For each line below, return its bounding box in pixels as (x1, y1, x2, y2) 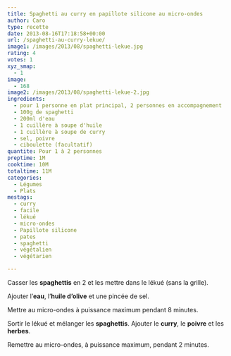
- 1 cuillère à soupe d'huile (13, 121, 102, 129)
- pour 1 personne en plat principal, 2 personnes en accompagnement (13, 102, 222, 109)
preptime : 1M (7, 154, 46, 162)
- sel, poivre (13, 135, 55, 142)
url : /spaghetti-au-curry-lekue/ (7, 37, 106, 44)
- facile (13, 207, 39, 214)
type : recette (7, 23, 49, 30)
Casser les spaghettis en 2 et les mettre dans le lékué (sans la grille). (7, 278, 209, 286)
